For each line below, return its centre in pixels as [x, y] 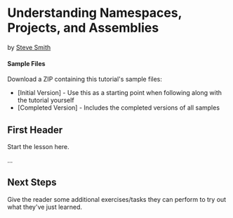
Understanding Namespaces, [95, 13]
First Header [35, 130]
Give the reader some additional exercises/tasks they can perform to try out [117, 199]
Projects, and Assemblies [83, 28]
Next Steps [32, 182]
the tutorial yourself [46, 101]
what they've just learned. [45, 207]
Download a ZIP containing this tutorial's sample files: [85, 79]
